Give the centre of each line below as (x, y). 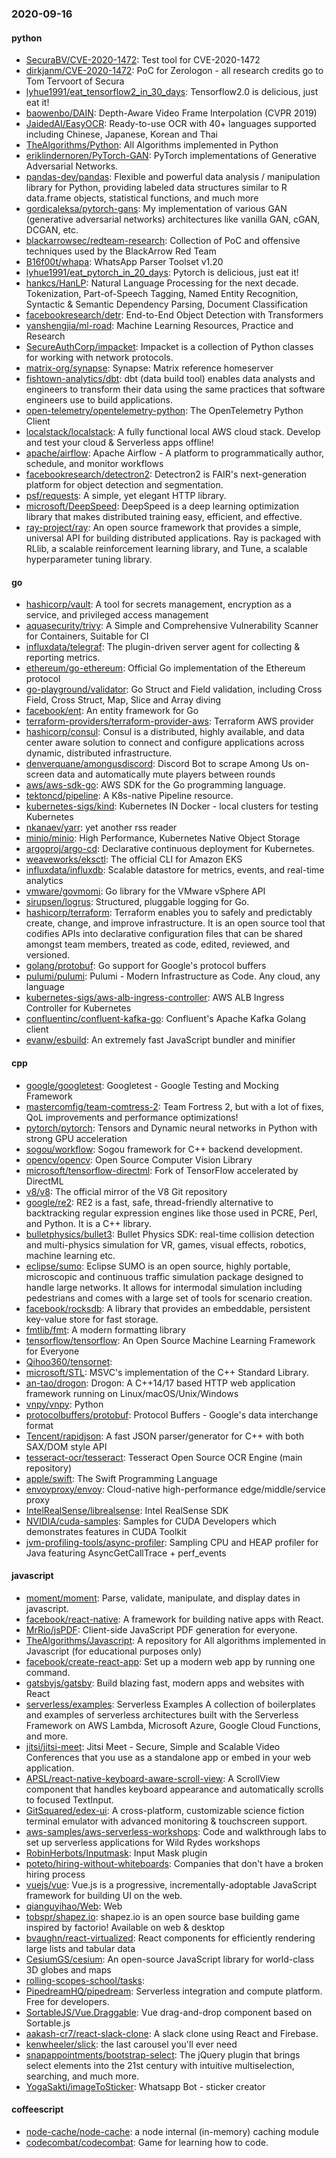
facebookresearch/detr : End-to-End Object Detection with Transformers (174, 315)
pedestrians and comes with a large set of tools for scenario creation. (169, 1298)
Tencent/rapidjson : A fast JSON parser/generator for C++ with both (164, 1436)
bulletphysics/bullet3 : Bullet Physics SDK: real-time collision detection (170, 1234)
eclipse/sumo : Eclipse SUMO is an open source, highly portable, (158, 1266)
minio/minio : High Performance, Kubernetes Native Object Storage (163, 838)
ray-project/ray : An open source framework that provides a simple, (163, 528)
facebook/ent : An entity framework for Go (112, 711)
